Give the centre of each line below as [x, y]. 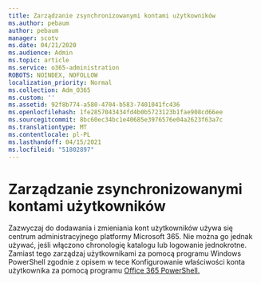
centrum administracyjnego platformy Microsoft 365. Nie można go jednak [130, 237]
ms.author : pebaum [39, 23]
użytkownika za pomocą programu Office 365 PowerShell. [104, 271]
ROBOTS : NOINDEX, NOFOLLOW [53, 75]
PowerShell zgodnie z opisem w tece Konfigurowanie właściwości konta [127, 262]
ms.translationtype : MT [48, 127]
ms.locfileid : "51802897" [51, 149]
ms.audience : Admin [41, 53]
